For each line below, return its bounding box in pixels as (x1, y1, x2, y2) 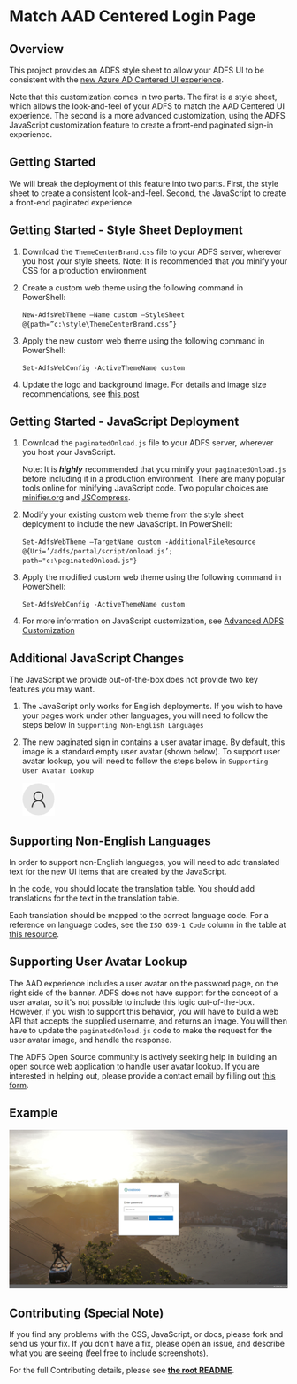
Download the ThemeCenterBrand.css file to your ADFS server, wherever (21, 246, 282, 257)
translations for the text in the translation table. (9, 893, 179, 904)
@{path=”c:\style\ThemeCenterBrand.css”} (21, 320, 177, 329)
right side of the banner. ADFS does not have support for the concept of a (9, 987, 278, 998)
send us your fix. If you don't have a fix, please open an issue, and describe (9, 1339, 286, 1349)
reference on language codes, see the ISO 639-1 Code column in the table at (9, 919, 286, 931)
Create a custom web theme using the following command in (21, 282, 244, 293)
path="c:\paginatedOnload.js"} (21, 556, 138, 566)
